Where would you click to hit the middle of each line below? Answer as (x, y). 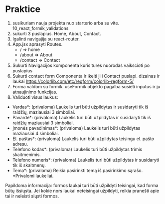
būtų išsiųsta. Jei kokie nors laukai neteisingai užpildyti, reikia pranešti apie (82, 191)
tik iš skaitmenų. (29, 165)
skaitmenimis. (26, 154)
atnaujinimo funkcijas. (35, 92)
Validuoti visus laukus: (35, 97)
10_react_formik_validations (40, 28)
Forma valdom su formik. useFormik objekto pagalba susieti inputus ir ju (86, 86)
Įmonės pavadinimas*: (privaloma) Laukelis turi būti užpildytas (76, 128)
